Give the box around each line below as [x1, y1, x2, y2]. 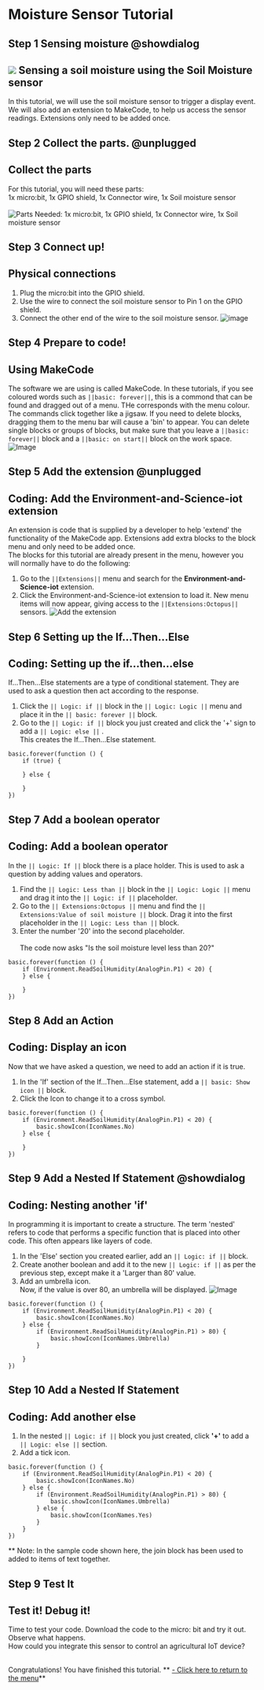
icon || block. [19, 1085, 67, 1094]
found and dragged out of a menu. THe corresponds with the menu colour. [8, 400, 250, 410]
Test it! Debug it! [8, 1604, 91, 1617]
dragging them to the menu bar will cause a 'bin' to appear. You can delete [8, 418, 250, 426]
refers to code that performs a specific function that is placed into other [8, 1228, 240, 1238]
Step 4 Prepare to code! [8, 336, 126, 350]
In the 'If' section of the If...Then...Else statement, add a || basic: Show [19, 1077, 251, 1086]
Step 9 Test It [8, 1577, 75, 1591]
